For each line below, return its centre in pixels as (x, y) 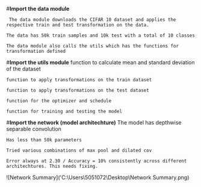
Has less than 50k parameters (44, 140)
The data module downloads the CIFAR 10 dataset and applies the (92, 20)
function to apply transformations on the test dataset (78, 90)
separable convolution (34, 129)
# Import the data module (38, 9)
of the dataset (23, 69)
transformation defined (36, 51)
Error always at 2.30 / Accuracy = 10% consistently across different (97, 161)
